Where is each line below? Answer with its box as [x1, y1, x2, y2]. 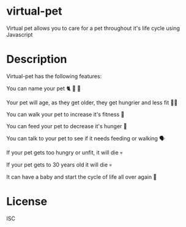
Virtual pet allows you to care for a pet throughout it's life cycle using [6, 24, 180, 32]
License [6, 195, 48, 209]
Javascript [6, 31, 33, 38]
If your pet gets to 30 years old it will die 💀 [6, 160, 112, 168]
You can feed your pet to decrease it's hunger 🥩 [6, 122, 127, 129]
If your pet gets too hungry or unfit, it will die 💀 [6, 148, 124, 156]
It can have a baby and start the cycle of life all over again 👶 [6, 173, 157, 181]
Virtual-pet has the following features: [6, 72, 102, 80]
